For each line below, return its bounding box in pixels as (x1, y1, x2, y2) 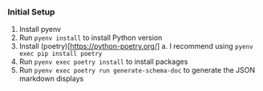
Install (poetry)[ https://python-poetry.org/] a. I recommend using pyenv (18, 42, 253, 51)
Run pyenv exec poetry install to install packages (18, 57, 188, 66)
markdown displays (18, 74, 84, 84)
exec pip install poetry (18, 50, 103, 58)
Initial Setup (7, 6, 55, 18)
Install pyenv (18, 25, 62, 34)
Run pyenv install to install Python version (18, 33, 163, 42)
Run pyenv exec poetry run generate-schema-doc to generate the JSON (18, 65, 256, 75)
